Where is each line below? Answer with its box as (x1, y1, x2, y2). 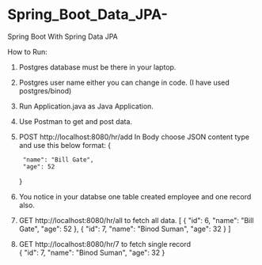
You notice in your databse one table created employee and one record (18, 191, 252, 201)
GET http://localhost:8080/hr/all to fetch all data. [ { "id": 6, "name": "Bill (18, 215, 254, 225)
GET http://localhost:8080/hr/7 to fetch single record (18, 239, 192, 248)
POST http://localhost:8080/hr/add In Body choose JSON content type (18, 132, 250, 142)
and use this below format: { (18, 140, 112, 150)
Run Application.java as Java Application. (18, 101, 154, 111)
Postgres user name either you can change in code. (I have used (18, 78, 230, 87)
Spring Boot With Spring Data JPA (7, 32, 118, 41)
